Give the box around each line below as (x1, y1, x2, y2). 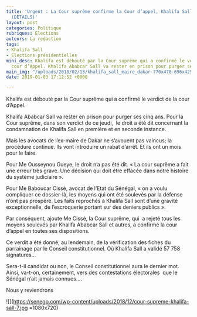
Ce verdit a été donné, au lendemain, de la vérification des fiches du (6, 239, 171, 246)
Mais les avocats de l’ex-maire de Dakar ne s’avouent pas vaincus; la (6, 137, 172, 144)
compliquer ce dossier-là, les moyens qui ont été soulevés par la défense (6, 191, 183, 198)
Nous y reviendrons (6, 286, 54, 294)
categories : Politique (6, 25, 62, 31)
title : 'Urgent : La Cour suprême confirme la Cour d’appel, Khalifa (6, 8, 180, 15)
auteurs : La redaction (6, 36, 62, 42)
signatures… (6, 251, 36, 259)
